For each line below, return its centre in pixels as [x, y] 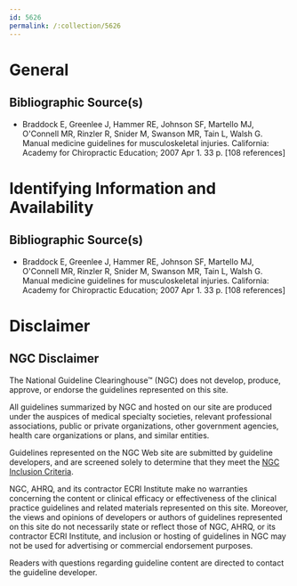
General [39, 70]
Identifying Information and [112, 188]
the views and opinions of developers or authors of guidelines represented [146, 517]
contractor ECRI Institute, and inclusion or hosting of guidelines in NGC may [148, 536]
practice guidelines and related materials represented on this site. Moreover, [149, 508]
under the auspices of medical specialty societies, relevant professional [141, 416]
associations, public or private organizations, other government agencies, [144, 426]
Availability [52, 207]
